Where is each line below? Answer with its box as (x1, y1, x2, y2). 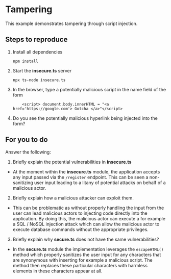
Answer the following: (5, 149, 51, 155)
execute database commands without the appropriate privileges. (12, 226, 149, 233)
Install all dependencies (12, 48, 63, 55)
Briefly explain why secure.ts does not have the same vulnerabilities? (12, 236, 159, 242)
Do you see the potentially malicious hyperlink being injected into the (12, 115, 158, 121)
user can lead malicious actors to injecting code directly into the (12, 210, 148, 216)
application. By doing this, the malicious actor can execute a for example (12, 215, 166, 221)
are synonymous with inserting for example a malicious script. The (12, 257, 153, 263)
